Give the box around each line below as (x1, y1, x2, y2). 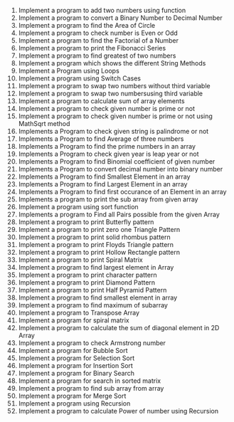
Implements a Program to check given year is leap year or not (18, 149, 199, 158)
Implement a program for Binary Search (18, 369, 134, 377)
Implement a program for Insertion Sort (18, 362, 134, 369)
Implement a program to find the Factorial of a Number (18, 36, 179, 45)
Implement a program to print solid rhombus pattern (18, 233, 171, 241)
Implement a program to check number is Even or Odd (18, 28, 179, 37)
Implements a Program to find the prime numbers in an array (18, 142, 196, 150)
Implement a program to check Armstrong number (18, 339, 166, 347)
